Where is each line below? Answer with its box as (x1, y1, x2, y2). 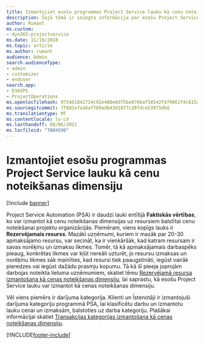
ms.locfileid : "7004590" (6, 127, 69, 133)
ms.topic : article (6, 43, 53, 49)
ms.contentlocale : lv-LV (6, 116, 69, 122)
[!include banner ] (6, 199, 50, 206)
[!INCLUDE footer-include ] (6, 331, 71, 339)
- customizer (6, 71, 39, 77)
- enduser (6, 76, 32, 83)
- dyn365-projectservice (6, 32, 69, 38)
